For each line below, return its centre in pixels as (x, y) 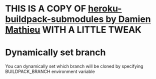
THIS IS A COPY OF (46, 9)
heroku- (105, 9)
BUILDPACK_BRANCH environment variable (50, 72)
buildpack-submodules (54, 19)
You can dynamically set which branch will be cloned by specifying (74, 66)
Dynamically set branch (55, 52)
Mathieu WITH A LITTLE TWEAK (73, 30)
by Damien (128, 19)
